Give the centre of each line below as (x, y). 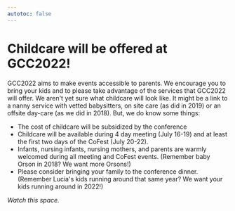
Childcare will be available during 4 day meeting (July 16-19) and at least (122, 134)
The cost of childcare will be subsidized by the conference (102, 127)
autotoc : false (29, 14)
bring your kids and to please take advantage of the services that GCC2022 (117, 90)
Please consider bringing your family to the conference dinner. (108, 171)
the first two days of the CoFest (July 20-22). (83, 141)
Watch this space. (33, 200)
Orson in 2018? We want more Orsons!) (74, 164)
